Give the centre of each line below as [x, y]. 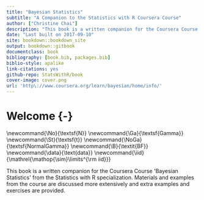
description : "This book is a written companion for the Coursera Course [102, 29]
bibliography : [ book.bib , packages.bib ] [59, 57]
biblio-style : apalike [35, 63]
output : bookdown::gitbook [41, 46]
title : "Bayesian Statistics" [45, 12]
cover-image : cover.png [37, 80]
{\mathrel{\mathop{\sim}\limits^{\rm [52, 159]
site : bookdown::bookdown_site [46, 40]
